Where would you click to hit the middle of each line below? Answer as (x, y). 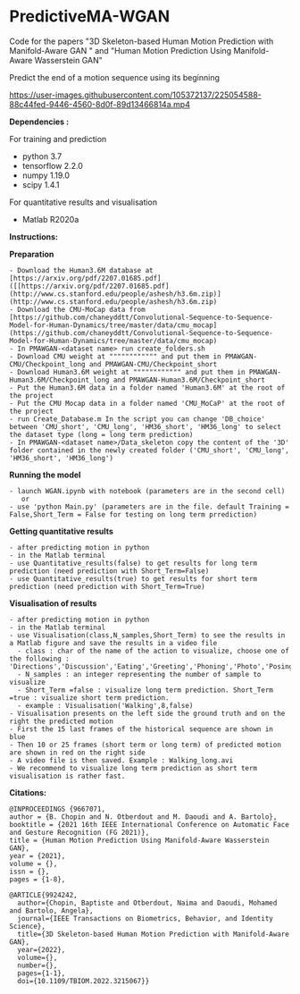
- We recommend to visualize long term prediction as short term (133, 768)
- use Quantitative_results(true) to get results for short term (133, 578)
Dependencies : (39, 122)
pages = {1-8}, (37, 879)
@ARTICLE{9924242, (43, 895)
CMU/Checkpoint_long (48, 364)
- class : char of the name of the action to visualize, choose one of (154, 651)
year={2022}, (42, 949)
